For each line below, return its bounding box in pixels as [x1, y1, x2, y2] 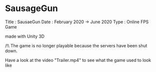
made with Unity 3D [5, 33, 45, 39]
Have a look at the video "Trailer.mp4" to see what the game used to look [5, 57, 151, 63]
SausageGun [5, 3, 58, 14]
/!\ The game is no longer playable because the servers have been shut [5, 43, 148, 48]
